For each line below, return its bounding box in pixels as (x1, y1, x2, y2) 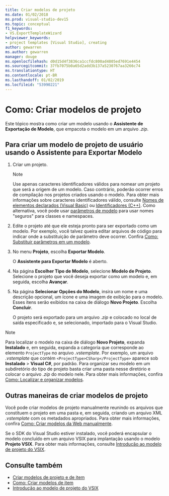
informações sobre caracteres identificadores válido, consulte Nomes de (12, 197, 164, 203)
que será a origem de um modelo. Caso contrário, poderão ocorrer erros (12, 187, 163, 193)
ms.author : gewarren (5, 49, 49, 54)
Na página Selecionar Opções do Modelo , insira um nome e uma (12, 289, 148, 295)
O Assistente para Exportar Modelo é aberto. (12, 259, 108, 265)
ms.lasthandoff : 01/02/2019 (5, 77, 64, 82)
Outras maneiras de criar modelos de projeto (5, 391, 148, 400)
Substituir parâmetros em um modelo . (12, 239, 91, 245)
